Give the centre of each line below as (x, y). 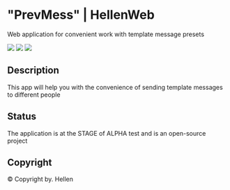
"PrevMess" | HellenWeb (81, 15)
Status (22, 117)
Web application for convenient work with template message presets (106, 34)
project (17, 141)
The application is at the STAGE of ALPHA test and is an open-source (107, 133)
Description (33, 71)
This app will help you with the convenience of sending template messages (115, 87)
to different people (34, 95)
